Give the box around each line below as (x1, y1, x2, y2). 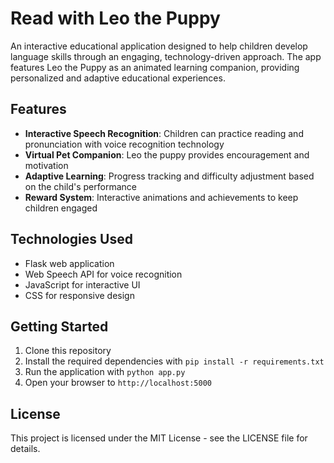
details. (10, 443, 41, 455)
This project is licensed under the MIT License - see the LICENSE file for (10, 432, 308, 444)
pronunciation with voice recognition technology (24, 138, 225, 150)
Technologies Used (10, 231, 133, 248)
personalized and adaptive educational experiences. (10, 72, 226, 84)
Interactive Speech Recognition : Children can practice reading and (24, 127, 304, 139)
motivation (24, 159, 69, 171)
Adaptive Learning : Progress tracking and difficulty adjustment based (24, 170, 315, 182)
